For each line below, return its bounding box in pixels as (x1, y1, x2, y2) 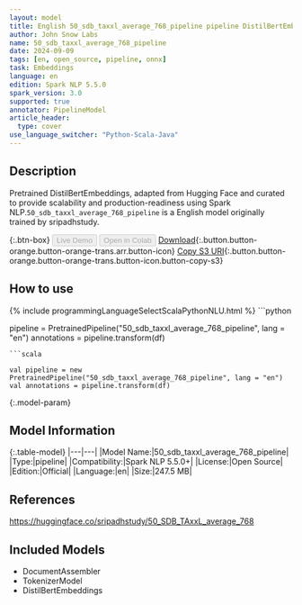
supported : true (9, 96, 70, 106)
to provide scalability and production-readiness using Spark (9, 197, 231, 208)
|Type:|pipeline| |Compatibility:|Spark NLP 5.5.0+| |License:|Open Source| (9, 456, 283, 467)
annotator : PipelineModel (9, 105, 106, 114)
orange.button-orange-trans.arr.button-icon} (9, 245, 175, 257)
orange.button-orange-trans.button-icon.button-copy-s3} (9, 255, 224, 266)
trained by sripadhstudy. (9, 216, 100, 227)
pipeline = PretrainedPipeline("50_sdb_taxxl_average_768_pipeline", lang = (9, 322, 286, 333)
